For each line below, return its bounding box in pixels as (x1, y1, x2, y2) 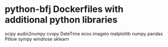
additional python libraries (5, 14, 118, 25)
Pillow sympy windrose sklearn (5, 36, 69, 42)
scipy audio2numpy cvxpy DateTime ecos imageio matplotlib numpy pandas (5, 30, 163, 36)
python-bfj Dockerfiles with (5, 3, 124, 15)
